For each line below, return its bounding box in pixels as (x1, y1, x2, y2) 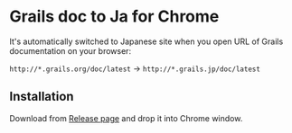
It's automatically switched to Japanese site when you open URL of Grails (9, 36, 284, 47)
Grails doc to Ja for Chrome (9, 6, 220, 27)
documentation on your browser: (9, 45, 132, 56)
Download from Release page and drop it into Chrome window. (9, 112, 243, 123)
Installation (9, 89, 74, 104)
